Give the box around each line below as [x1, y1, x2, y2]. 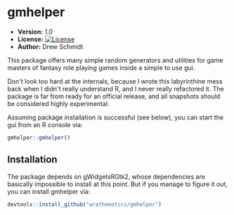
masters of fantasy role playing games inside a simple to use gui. [7, 63, 195, 72]
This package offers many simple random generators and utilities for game [7, 56, 223, 64]
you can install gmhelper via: [7, 187, 91, 195]
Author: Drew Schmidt [17, 42, 84, 51]
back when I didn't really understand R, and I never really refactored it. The [7, 84, 224, 93]
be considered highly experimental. [7, 99, 110, 107]
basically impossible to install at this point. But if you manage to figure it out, [7, 180, 228, 188]
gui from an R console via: [7, 120, 83, 129]
